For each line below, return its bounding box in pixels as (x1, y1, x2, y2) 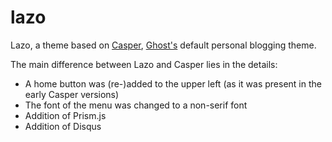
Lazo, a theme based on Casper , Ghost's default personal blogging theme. (10, 39, 317, 51)
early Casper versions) (24, 88, 120, 100)
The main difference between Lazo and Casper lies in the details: (10, 58, 278, 70)
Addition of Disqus (24, 120, 102, 132)
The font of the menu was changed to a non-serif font (24, 99, 248, 111)
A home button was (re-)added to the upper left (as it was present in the (24, 77, 322, 90)
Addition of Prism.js (24, 109, 107, 121)
